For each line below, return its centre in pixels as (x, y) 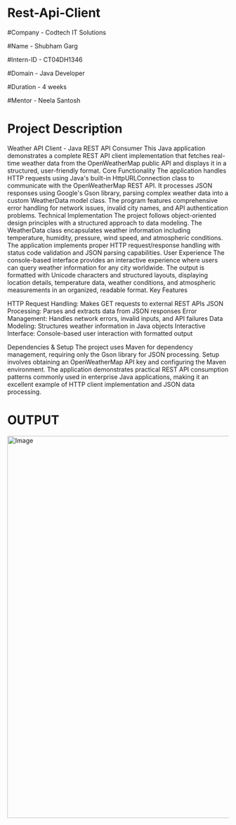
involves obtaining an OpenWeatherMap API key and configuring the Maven (117, 362)
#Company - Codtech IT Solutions (57, 32)
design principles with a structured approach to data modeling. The (105, 223)
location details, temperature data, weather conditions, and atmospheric (112, 282)
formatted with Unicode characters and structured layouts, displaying (108, 275)
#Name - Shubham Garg (43, 46)
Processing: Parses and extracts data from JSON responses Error (102, 311)
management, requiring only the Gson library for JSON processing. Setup (113, 354)
